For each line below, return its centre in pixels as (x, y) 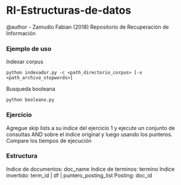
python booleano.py (30, 100)
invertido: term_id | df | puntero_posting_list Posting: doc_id (79, 175)
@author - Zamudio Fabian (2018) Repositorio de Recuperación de (88, 27)
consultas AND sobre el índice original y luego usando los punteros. (89, 134)
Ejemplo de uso (29, 48)
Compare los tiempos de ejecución (49, 140)
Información (21, 33)
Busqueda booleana (31, 89)
